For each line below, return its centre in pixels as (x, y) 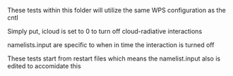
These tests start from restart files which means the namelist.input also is (114, 58)
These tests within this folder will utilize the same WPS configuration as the (116, 10)
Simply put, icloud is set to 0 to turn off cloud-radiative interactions (105, 31)
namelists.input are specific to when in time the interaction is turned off (111, 45)
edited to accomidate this (44, 66)
